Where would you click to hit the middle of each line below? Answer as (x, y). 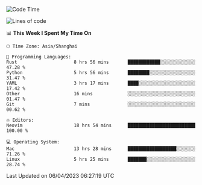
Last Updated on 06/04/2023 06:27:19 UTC (60, 176)
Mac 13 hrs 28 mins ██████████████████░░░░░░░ (101, 149)
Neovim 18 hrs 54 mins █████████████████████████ (101, 125)
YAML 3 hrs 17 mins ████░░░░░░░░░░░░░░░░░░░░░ (101, 83)
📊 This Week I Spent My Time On (49, 33)
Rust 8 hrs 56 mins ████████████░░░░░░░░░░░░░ (101, 62)
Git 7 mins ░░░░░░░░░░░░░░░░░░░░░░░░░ (101, 104)
